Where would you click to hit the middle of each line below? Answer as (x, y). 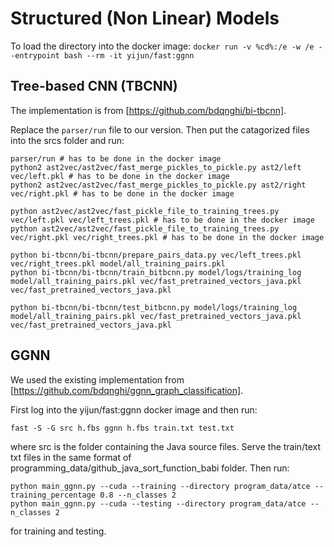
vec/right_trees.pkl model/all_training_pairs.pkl (118, 263)
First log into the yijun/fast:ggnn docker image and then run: (134, 409)
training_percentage (53, 495)
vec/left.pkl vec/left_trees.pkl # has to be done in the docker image (162, 220)
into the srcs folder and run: (67, 140)
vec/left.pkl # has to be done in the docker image (120, 176)
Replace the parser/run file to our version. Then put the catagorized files (160, 129)
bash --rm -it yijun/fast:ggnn (129, 55)
